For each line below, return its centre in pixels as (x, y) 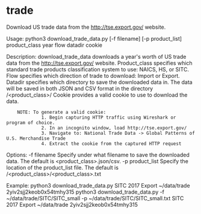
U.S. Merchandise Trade (36, 138)
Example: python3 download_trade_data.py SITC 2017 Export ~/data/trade (98, 185)
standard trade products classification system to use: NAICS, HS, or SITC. (98, 69)
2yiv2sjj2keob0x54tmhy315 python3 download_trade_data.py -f (85, 192)
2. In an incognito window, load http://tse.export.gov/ (114, 128)
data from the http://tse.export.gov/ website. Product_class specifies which (99, 63)
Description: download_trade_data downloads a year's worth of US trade (96, 56)
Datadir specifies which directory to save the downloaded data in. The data (99, 82)
